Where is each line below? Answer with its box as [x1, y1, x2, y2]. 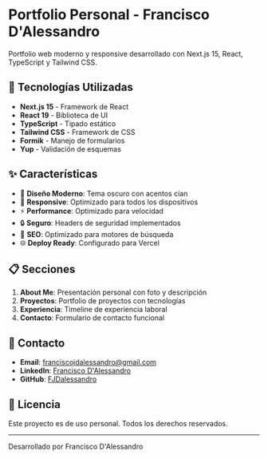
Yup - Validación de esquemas [19, 144, 122, 153]
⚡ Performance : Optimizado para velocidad [19, 206, 164, 216]
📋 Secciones [8, 262, 76, 276]
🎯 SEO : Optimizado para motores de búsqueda [19, 229, 174, 239]
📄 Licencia [8, 398, 61, 411]
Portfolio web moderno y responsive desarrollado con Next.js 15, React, [8, 49, 243, 58]
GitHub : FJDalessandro [19, 374, 97, 384]
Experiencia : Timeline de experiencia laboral [19, 305, 167, 315]
